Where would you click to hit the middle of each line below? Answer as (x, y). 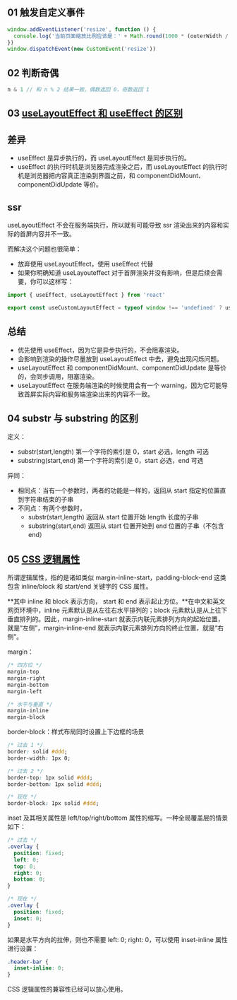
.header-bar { (28, 962)
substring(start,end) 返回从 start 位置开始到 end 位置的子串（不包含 (126, 526)
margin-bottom (28, 685)
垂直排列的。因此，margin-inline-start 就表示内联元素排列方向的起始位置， (116, 619)
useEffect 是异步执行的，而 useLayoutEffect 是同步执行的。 (104, 158)
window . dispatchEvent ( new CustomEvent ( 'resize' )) (82, 49)
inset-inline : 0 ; (39, 968)
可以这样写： (55, 282)
